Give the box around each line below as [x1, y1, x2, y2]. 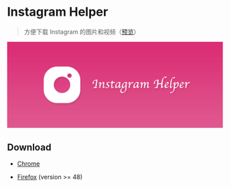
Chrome [16, 160, 40, 168]
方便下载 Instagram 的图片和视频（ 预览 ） [23, 27, 140, 36]
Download [7, 141, 51, 153]
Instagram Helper [7, 4, 108, 20]
